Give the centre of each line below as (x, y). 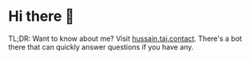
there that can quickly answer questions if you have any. (101, 46)
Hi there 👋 (41, 16)
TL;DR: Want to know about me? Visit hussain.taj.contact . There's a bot (125, 38)
